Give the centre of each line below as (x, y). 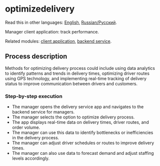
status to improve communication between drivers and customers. (71, 83)
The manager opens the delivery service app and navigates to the (78, 107)
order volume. (26, 128)
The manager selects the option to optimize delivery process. (73, 117)
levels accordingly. (31, 158)
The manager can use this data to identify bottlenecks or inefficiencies (83, 133)
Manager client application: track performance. (52, 32)
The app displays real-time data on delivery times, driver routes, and (80, 122)
